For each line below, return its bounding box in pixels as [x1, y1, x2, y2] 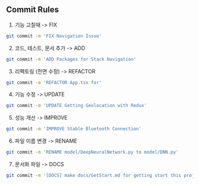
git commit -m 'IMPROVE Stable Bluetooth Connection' [6, 126, 142, 132]
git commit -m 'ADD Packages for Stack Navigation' [6, 56, 136, 62]
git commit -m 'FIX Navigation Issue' [6, 33, 102, 39]
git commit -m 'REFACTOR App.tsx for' [6, 79, 102, 85]
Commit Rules [6, 5, 59, 15]
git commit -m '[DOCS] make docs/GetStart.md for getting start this [6, 173, 182, 179]
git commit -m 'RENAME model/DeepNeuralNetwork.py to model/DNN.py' [6, 149, 179, 156]
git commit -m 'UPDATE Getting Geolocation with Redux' [6, 103, 147, 109]
